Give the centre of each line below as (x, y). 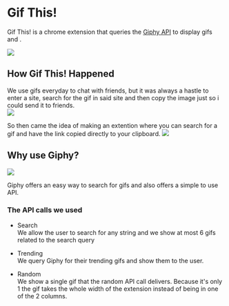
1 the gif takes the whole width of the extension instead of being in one (118, 289)
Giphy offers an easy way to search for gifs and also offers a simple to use (113, 185)
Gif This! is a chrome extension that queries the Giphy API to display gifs (110, 32)
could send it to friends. (41, 105)
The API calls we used (45, 210)
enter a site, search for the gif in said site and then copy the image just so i (113, 97)
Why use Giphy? (43, 156)
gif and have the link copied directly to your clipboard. (84, 133)
